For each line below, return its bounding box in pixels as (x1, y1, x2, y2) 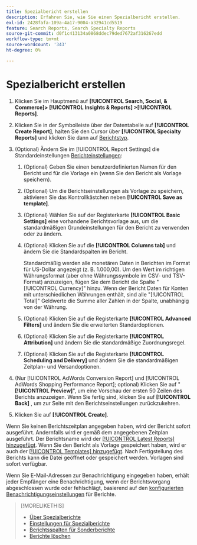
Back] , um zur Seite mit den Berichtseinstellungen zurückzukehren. (14, 399, 180, 407)
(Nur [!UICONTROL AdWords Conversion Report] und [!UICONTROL (14, 374, 180, 382)
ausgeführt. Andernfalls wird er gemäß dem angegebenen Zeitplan (6, 428, 169, 436)
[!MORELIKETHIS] (20, 502, 64, 509)
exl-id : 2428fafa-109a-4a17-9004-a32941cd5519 (6, 20, 123, 25)
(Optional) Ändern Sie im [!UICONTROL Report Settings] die (14, 146, 160, 153)
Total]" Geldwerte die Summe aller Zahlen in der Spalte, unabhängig (23, 297, 189, 304)
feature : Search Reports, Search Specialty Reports (6, 25, 136, 31)
